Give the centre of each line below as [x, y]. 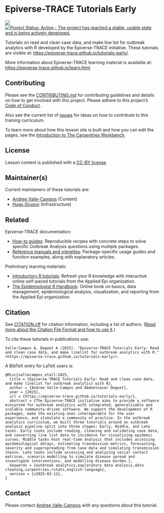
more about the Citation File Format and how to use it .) [60, 329]
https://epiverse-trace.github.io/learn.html [48, 67]
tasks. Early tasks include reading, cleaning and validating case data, [82, 431]
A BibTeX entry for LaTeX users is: [39, 366]
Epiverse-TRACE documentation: [38, 232]
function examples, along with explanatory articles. [64, 257]
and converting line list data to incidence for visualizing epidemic [79, 435]
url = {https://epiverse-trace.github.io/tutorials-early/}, [73, 396]
